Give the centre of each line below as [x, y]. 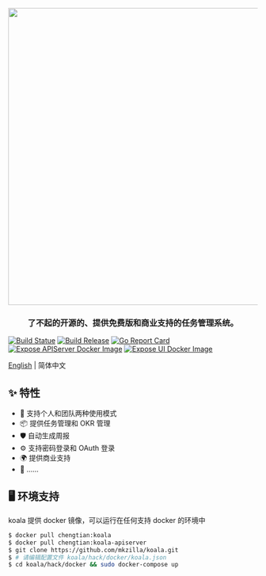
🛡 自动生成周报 [44, 436]
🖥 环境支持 [34, 496]
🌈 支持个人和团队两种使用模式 [68, 414]
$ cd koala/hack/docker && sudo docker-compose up [93, 565]
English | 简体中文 [37, 365]
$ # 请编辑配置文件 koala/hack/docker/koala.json [87, 557]
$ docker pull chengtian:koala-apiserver [78, 543]
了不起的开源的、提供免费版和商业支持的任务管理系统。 [133, 322]
